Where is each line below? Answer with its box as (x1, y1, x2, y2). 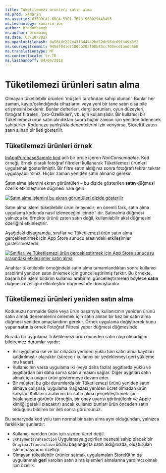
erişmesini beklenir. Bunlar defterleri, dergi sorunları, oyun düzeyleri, (5, 106, 145, 112)
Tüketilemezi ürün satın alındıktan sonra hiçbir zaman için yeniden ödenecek (5, 117, 161, 123)
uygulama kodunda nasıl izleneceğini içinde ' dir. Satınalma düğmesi (5, 210, 144, 215)
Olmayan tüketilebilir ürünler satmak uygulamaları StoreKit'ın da (12, 452, 142, 458)
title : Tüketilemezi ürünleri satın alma (5, 7, 92, 12)
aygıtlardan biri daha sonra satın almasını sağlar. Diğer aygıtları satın (12, 369, 151, 375)
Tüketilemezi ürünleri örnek (5, 142, 93, 150)
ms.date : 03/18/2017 (5, 35, 48, 40)
